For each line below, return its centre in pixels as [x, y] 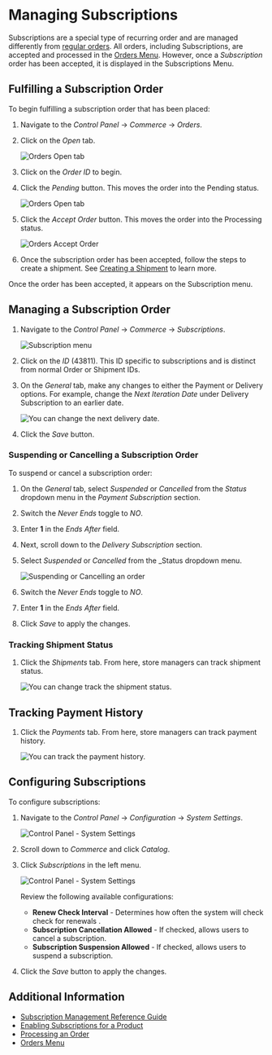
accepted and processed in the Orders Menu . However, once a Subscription [136, 55]
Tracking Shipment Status [61, 644]
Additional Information [67, 997]
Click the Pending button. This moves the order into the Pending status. [140, 187]
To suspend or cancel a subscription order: [80, 473]
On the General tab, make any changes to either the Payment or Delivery [142, 385]
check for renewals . [67, 921]
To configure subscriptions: [54, 802]
